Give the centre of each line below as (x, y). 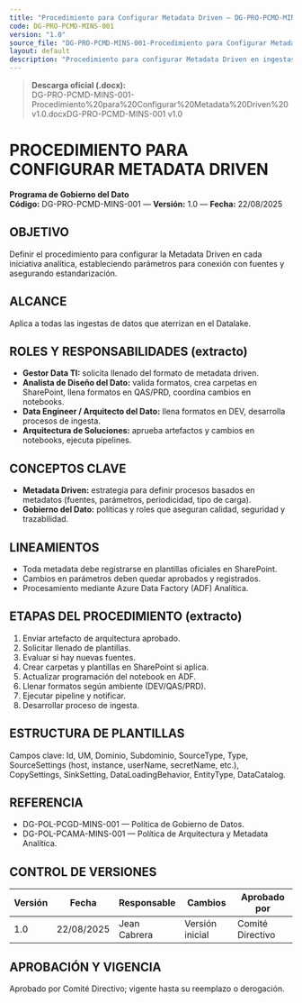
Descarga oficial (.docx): (78, 85)
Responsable (147, 903)
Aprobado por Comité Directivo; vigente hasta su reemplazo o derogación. (147, 989)
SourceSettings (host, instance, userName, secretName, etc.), (124, 765)
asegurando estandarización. (63, 273)
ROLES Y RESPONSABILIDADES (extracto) (129, 351)
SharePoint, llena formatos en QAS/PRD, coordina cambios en (137, 392)
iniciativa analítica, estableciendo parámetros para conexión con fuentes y (147, 263)
